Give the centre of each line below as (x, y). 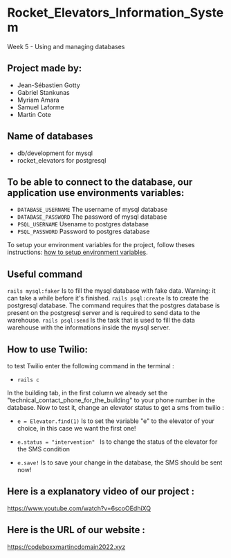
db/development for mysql (55, 153)
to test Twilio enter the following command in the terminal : (91, 366)
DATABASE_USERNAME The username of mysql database (92, 210)
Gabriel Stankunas (44, 92)
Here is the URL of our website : (76, 530)
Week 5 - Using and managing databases (66, 46)
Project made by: (45, 68)
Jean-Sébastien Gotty (49, 85)
